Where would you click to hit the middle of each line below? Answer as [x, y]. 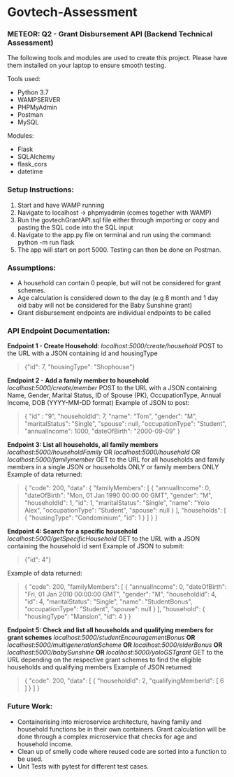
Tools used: [24, 79]
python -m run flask [46, 242]
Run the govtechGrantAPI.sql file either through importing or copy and [118, 220]
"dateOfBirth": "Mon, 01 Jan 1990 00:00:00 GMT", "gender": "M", [118, 496]
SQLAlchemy [36, 157]
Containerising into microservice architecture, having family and [109, 722]
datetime [30, 171]
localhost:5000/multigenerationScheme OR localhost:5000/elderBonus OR [115, 645]
